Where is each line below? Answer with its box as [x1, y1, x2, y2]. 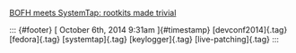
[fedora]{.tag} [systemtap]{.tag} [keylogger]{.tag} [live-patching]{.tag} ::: [9, 34, 280, 44]
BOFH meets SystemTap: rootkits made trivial [9, 8, 177, 18]
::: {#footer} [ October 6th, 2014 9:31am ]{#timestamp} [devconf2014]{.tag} [9, 25, 288, 34]
